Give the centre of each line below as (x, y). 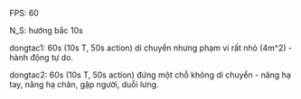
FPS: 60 (24, 13)
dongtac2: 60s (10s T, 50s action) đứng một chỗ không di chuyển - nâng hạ (150, 75)
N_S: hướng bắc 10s (46, 30)
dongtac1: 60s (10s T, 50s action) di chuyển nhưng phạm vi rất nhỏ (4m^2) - (150, 48)
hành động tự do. (42, 57)
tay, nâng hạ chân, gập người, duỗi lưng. (85, 84)
